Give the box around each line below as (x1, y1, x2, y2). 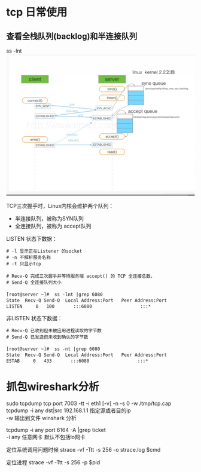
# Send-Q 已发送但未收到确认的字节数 (6, 334, 89, 341)
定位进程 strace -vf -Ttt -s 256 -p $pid (6, 459, 100, 466)
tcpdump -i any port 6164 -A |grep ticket (6, 427, 106, 434)
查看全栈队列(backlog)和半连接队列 (6, 31, 138, 41)
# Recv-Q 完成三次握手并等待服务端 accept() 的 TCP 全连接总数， (6, 273, 156, 280)
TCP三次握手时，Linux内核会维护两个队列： (6, 203, 114, 210)
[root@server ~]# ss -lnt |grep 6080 (6, 292, 103, 298)
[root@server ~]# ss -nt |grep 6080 (6, 346, 100, 353)
